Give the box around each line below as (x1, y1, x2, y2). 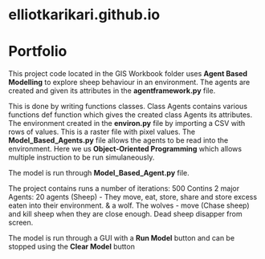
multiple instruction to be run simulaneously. (8, 152, 155, 162)
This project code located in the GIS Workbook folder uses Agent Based (8, 69, 247, 79)
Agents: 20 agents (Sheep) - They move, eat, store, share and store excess (8, 192, 258, 202)
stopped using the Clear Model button (8, 242, 135, 252)
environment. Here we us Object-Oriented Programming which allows (8, 144, 243, 154)
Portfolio (8, 42, 67, 61)
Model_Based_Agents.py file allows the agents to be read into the (8, 136, 229, 145)
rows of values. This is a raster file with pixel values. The (8, 127, 196, 137)
